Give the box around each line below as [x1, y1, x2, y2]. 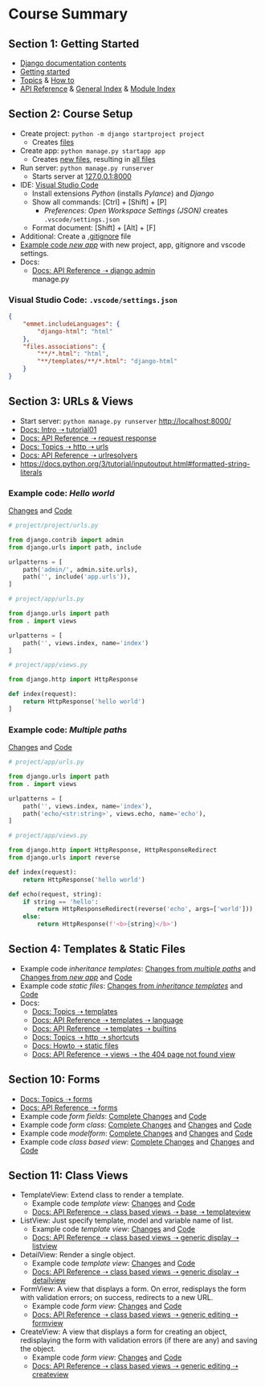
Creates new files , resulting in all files [31, 154, 156, 164]
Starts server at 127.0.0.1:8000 [31, 171, 132, 181]
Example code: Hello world [8, 487, 115, 499]
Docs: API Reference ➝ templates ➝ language [31, 1015, 184, 1025]
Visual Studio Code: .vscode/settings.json [8, 294, 178, 305]
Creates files [31, 137, 75, 147]
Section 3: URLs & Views [8, 395, 134, 408]
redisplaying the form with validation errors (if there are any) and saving [19, 1335, 259, 1345]
